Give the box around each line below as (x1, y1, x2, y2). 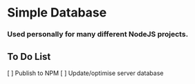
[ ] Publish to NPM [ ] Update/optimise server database (7, 69, 164, 77)
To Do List (7, 50, 51, 63)
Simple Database (7, 5, 107, 21)
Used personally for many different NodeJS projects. (7, 30, 189, 39)
